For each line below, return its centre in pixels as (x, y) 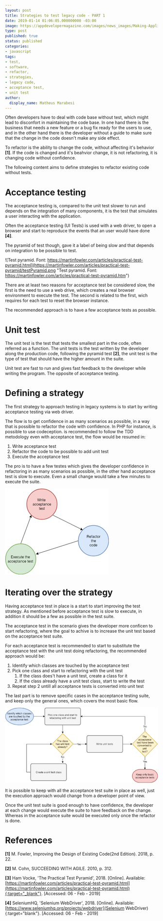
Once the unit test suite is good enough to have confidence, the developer (79, 805)
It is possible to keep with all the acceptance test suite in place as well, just (80, 790)
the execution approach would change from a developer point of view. (75, 796)
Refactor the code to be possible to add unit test (60, 452)
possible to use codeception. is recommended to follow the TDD (69, 432)
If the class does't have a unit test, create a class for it (73, 676)
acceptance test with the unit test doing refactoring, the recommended (76, 651)
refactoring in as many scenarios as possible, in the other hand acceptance (80, 471)
